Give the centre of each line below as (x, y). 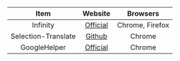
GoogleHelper (43, 47)
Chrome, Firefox (143, 25)
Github (96, 36)
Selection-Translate (43, 36)
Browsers (143, 13)
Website (97, 13)
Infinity (43, 25)
